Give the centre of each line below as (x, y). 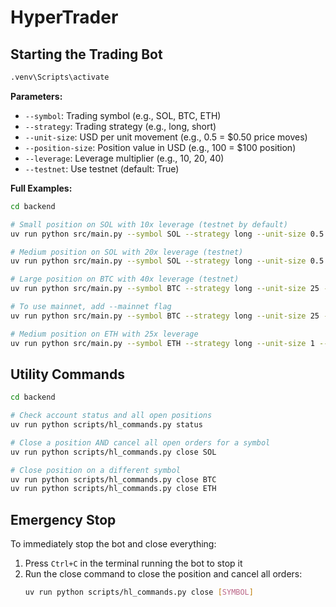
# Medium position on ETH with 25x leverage (104, 334)
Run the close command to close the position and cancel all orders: (163, 574)
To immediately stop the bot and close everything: (113, 544)
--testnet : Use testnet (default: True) (102, 168)
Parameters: (36, 96)
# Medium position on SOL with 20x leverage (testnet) (127, 252)
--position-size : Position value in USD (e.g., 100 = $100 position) (160, 147)
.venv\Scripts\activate (60, 77)
